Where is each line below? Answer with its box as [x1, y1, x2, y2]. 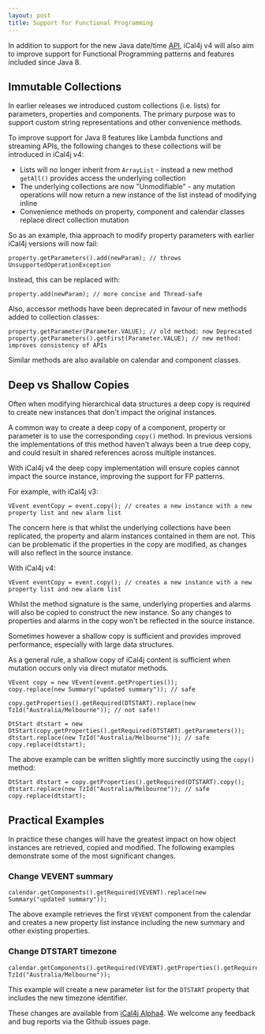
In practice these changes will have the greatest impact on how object [8, 834, 237, 844]
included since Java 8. [8, 57, 81, 67]
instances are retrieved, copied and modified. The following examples [8, 842, 235, 852]
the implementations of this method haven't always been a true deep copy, [8, 439, 251, 450]
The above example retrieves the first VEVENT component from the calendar [8, 909, 252, 919]
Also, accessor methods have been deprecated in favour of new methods [8, 304, 247, 314]
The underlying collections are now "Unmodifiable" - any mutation [19, 182, 236, 192]
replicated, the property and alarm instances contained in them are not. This [8, 532, 256, 541]
